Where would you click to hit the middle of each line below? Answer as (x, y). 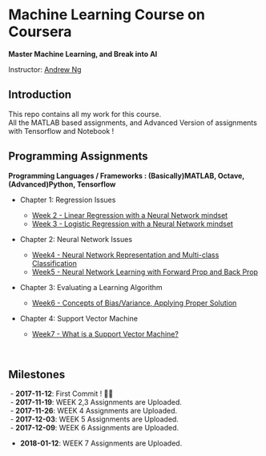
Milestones (37, 374)
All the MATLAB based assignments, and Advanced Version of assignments (133, 123)
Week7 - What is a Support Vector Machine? (105, 333)
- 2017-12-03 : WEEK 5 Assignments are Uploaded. (94, 419)
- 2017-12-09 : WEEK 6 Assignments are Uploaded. (95, 428)
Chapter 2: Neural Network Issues (76, 239)
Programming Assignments (78, 157)
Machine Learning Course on (107, 15)
